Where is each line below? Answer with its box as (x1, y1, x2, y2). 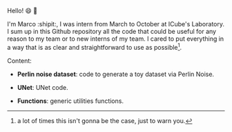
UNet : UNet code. (17, 83, 68, 91)
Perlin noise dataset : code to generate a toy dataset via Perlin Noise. (17, 70, 215, 78)
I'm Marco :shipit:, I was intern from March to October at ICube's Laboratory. (7, 20, 225, 28)
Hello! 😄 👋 (7, 7, 38, 15)
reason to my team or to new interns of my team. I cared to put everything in (7, 35, 224, 43)
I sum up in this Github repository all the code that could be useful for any (7, 28, 216, 35)
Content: (7, 56, 32, 65)
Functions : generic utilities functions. (17, 97, 124, 105)
